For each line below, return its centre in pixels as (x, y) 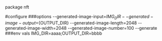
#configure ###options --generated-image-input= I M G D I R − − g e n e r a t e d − (79, 17)
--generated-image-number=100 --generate (112, 28)
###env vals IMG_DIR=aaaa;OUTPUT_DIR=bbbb (54, 33)
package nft (17, 7)
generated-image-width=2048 (36, 28)
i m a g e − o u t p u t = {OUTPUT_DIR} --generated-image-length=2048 (71, 23)
